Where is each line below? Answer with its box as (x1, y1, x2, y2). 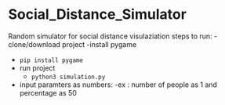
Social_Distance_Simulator (8, 5, 187, 24)
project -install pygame (61, 39, 137, 49)
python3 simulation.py (31, 73, 106, 81)
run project (19, 63, 56, 72)
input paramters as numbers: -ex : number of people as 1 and (19, 80, 218, 89)
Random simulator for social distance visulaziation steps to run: (8, 31, 213, 41)
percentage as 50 (19, 88, 77, 97)
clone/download (8, 39, 61, 49)
